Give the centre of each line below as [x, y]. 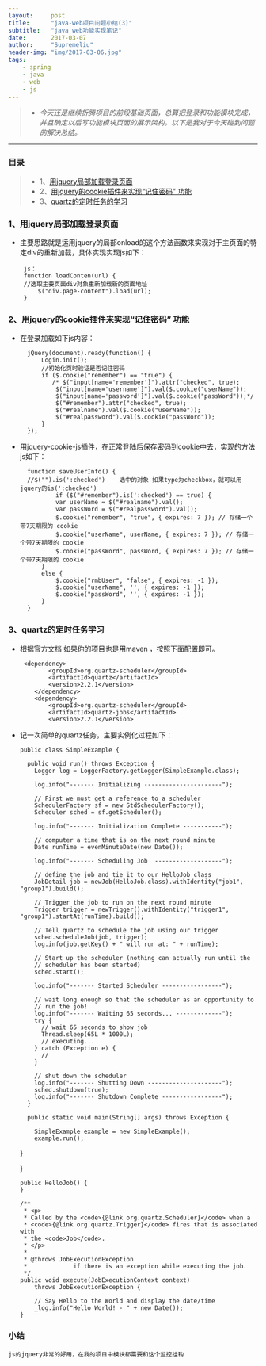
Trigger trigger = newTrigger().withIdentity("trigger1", [132, 909]
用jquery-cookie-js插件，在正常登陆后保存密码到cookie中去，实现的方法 [137, 447]
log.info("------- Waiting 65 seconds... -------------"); [134, 1013]
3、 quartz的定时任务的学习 [84, 201]
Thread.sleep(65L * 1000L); [87, 1034]
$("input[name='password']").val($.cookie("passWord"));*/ [155, 396]
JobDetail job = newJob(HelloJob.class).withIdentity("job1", [139, 882]
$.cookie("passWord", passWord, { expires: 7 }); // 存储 [152, 552]
